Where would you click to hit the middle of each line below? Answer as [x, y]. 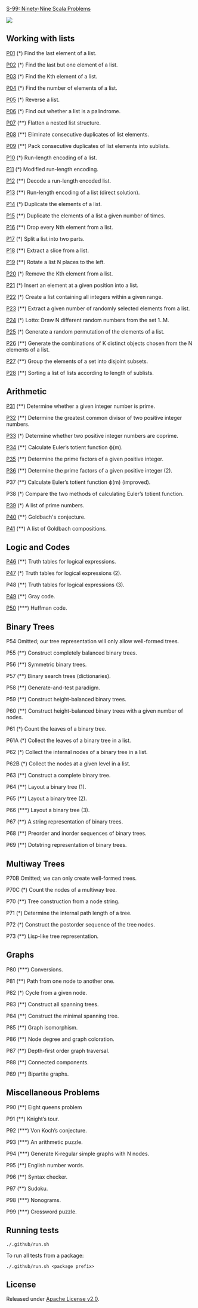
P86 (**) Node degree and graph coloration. [60, 1039]
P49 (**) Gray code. [31, 597]
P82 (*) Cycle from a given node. [47, 992]
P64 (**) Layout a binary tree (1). [46, 787]
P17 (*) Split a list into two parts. [45, 238]
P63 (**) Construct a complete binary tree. [58, 776]
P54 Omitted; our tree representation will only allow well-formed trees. [93, 641]
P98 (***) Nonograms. [34, 1200]
